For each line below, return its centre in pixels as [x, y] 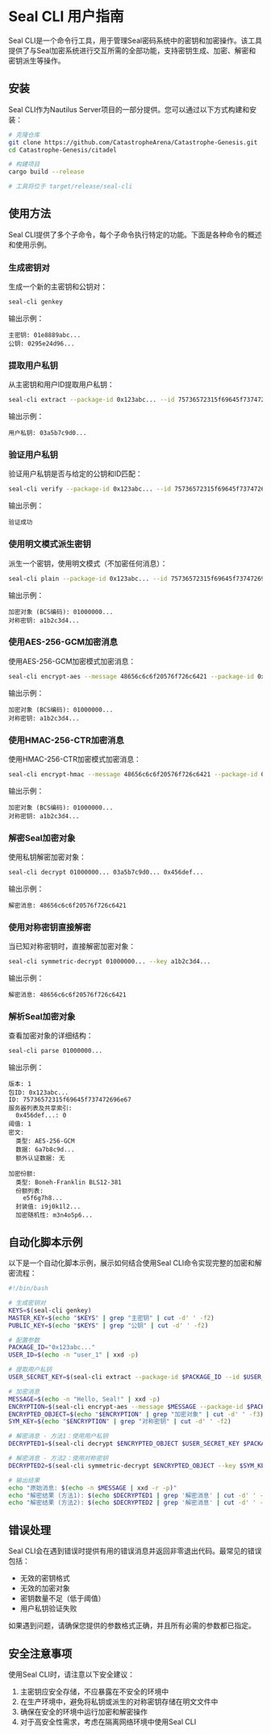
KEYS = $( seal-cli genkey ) [50, 1310]
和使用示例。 [29, 244]
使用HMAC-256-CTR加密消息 [67, 740]
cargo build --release [46, 172]
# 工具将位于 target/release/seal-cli [71, 186]
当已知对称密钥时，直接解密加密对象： [72, 946]
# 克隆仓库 [24, 135]
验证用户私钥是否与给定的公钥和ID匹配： [75, 474]
